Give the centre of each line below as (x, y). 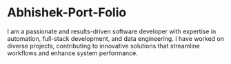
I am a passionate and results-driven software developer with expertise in (112, 31)
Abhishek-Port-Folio (67, 13)
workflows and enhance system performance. (72, 53)
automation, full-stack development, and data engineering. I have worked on (116, 38)
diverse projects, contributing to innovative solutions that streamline (103, 46)
